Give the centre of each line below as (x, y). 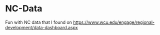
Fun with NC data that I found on (39, 22)
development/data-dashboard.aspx (42, 27)
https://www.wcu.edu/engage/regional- (114, 22)
